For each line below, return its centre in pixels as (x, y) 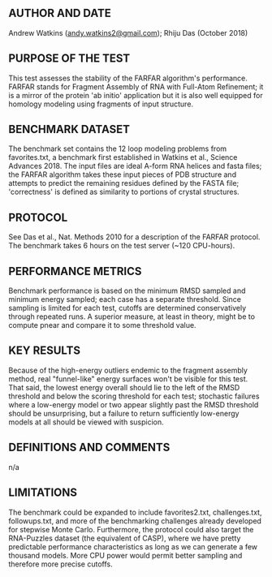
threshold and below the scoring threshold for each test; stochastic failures (134, 396)
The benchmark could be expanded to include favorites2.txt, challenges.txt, (135, 512)
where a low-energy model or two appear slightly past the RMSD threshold (134, 404)
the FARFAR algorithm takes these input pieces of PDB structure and (123, 174)
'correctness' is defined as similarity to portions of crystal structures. (124, 192)
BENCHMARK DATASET (69, 129)
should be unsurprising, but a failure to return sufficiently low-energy (124, 413)
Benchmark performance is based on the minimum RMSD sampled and (127, 291)
